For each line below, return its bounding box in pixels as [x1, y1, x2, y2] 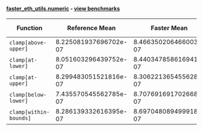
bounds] [9, 115, 31, 122]
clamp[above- [9, 39, 47, 46]
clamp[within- [9, 109, 50, 116]
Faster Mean [150, 24, 188, 33]
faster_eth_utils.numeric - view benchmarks [6, 5, 120, 12]
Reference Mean [67, 24, 116, 33]
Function [16, 24, 43, 33]
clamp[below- [9, 91, 47, 98]
